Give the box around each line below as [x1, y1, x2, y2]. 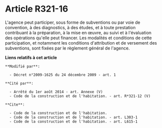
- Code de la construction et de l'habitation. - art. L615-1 [9, 119, 138, 124]
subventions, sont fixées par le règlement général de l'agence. [5, 45, 130, 51]
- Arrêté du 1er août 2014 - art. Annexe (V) [9, 89, 103, 94]
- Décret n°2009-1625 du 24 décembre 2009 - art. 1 [9, 72, 116, 77]
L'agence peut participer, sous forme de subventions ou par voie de [5, 19, 141, 25]
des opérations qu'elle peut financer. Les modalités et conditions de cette [5, 35, 152, 41]
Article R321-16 [5, 3, 68, 15]
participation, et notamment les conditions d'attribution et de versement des [5, 40, 157, 46]
